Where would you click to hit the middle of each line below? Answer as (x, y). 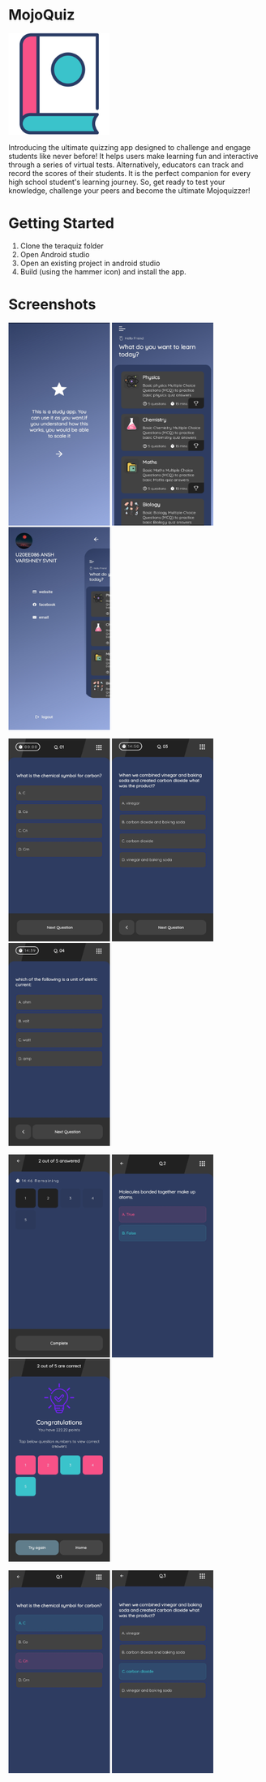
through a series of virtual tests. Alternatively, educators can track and (126, 165)
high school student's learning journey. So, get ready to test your (117, 182)
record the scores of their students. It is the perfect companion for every (130, 173)
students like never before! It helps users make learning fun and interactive (133, 156)
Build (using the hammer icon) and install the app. (103, 271)
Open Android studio (55, 254)
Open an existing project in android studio (90, 263)
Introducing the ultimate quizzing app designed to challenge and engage (130, 147)
